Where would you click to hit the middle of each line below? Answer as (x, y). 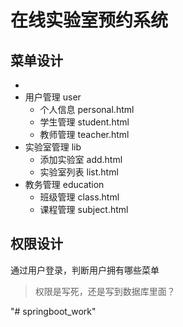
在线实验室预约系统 (89, 20)
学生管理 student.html (84, 122)
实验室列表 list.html (79, 172)
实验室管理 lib (53, 147)
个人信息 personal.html (87, 109)
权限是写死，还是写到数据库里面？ (105, 291)
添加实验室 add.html (81, 159)
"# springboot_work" (53, 311)
